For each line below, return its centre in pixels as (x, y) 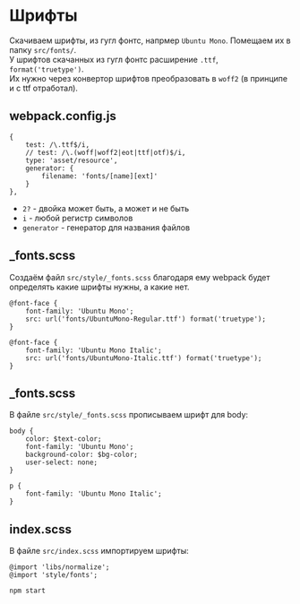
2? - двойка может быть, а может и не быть (106, 208)
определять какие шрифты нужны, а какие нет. (99, 287)
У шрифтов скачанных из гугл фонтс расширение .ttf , (114, 59)
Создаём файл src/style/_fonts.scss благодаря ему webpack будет (140, 277)
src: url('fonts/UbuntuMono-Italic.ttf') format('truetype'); (144, 358)
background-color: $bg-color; (82, 455)
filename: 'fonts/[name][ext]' (100, 176)
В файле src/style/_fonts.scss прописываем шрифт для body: (129, 415)
